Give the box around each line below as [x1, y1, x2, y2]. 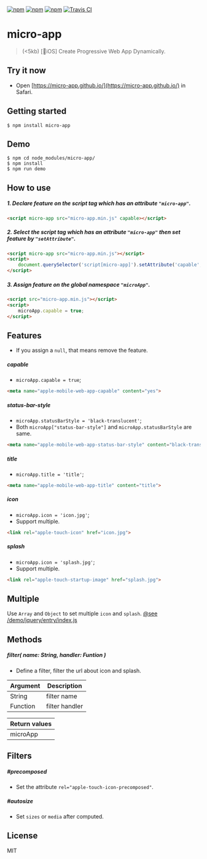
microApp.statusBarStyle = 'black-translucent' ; [15, 417, 142, 424]
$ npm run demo [7, 166, 46, 172]
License [7, 831, 38, 841]
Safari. [15, 88, 33, 95]
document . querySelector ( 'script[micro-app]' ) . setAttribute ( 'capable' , [18, 262, 203, 268]
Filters [7, 751, 33, 761]
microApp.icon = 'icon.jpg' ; [15, 511, 90, 518]
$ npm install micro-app [7, 122, 71, 128]
